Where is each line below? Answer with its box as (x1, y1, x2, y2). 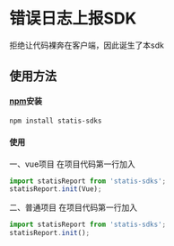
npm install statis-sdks (9, 116, 102, 125)
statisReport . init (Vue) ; (9, 185, 102, 194)
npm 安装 (9, 96, 43, 106)
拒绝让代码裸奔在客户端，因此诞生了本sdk (9, 40, 164, 50)
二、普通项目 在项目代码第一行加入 (9, 202, 137, 213)
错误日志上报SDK (9, 8, 137, 29)
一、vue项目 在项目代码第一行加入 (9, 159, 136, 169)
